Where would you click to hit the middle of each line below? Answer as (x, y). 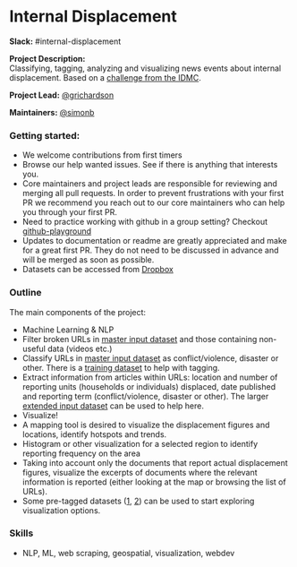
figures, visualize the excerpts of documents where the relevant (140, 472)
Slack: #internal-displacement (65, 41)
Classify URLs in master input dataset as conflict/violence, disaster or (150, 358)
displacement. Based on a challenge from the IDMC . (105, 77)
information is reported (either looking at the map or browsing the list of (154, 482)
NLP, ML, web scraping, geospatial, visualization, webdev (128, 553)
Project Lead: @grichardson (62, 95)
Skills (21, 533)
